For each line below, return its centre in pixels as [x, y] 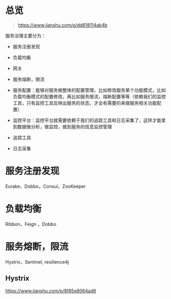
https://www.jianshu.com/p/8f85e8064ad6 [51, 291]
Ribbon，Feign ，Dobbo [31, 224]
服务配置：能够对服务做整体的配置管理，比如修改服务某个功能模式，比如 [89, 90]
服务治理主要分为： [26, 35]
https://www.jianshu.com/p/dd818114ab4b [63, 25]
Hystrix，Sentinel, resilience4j [37, 262]
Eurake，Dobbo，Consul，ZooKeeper [46, 186]
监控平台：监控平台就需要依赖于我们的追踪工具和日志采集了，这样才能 [87, 120]
